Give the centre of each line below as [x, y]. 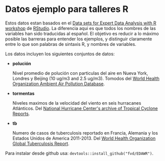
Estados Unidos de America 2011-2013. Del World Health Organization [84, 138]
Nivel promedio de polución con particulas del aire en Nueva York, [80, 73]
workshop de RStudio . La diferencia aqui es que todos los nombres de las [81, 28]
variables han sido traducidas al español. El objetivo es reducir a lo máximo [82, 33]
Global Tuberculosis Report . [41, 144]
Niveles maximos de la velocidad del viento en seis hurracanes [77, 103]
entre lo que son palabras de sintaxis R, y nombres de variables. [71, 44]
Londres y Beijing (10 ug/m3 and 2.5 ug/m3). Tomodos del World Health [86, 78]
